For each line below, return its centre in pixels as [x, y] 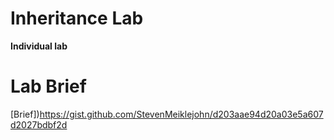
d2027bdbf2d [39, 124]
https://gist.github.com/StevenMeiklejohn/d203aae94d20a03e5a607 [181, 114]
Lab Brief [48, 86]
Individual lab [39, 46]
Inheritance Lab [77, 18]
